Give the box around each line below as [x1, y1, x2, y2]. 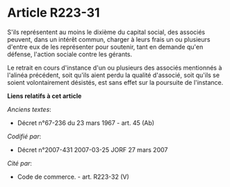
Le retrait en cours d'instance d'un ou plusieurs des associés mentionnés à [7, 63, 222, 72]
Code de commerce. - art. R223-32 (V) [17, 172, 130, 181]
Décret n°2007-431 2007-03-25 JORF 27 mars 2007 [17, 145, 168, 154]
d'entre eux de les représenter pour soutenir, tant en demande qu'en [7, 42, 204, 51]
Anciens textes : [7, 105, 52, 113]
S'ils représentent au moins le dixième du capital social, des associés [7, 28, 206, 36]
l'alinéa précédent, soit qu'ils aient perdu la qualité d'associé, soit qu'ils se [7, 71, 220, 79]
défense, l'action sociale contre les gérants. [7, 50, 133, 58]
